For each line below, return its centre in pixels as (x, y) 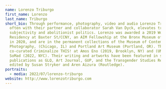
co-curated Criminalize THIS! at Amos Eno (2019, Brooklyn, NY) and (82, 51)
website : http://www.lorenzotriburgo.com (48, 79)
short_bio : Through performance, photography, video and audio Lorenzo (80, 23)
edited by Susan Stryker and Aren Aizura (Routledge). (67, 65)
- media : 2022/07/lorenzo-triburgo (46, 74)
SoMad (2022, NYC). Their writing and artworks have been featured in (84, 56)
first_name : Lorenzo (26, 14)
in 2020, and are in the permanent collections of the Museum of (78, 42)
